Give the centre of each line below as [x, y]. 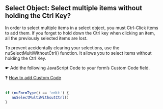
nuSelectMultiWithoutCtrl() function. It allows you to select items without [78, 53]
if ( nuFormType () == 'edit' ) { [37, 93]
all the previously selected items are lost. [46, 38]
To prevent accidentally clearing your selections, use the [62, 48]
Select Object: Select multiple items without [74, 8]
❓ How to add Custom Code [33, 77]
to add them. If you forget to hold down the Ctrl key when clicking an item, [80, 33]
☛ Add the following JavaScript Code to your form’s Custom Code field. [78, 68]
